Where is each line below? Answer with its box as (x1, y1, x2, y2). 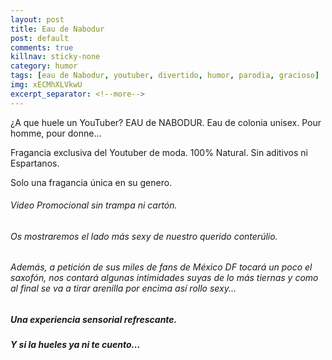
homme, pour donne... (10, 127, 102, 139)
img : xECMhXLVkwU (10, 80, 83, 90)
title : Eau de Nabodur (10, 24, 105, 34)
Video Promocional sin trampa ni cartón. (10, 199, 178, 211)
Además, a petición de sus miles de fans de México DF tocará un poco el (10, 261, 313, 273)
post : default (10, 33, 70, 43)
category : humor (10, 61, 78, 71)
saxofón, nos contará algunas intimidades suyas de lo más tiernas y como (10, 272, 319, 284)
